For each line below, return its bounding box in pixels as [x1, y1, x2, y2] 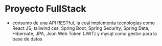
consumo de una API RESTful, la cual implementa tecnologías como [12, 20, 155, 26]
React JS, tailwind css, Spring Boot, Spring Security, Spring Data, [12, 25, 150, 31]
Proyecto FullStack [5, 3, 86, 15]
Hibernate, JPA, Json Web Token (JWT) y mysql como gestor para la [12, 30, 157, 36]
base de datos [12, 36, 43, 42]
